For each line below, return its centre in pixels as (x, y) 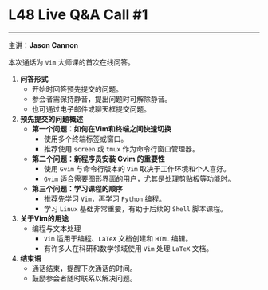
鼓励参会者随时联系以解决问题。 (84, 278)
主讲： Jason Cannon (43, 45)
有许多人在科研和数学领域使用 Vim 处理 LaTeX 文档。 (128, 248)
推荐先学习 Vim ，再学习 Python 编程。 (104, 198)
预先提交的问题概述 (51, 119)
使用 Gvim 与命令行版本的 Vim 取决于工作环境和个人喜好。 (137, 168)
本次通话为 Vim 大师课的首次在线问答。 (72, 62)
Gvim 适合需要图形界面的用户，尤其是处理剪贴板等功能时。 (139, 178)
